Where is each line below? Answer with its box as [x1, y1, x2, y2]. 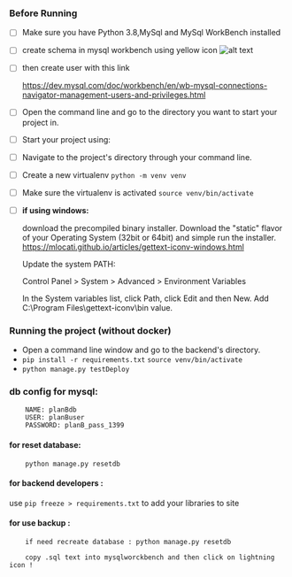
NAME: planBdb [25, 405, 77, 414]
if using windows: [21, 204, 89, 215]
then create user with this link [21, 63, 130, 73]
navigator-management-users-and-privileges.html [21, 89, 206, 100]
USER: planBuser [25, 413, 86, 422]
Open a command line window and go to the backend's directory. [21, 344, 261, 356]
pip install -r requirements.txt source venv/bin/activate [21, 356, 243, 365]
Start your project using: [21, 134, 111, 144]
